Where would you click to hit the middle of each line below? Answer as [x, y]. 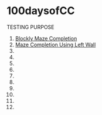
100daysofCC [41, 11]
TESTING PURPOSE [30, 27]
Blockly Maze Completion [46, 38]
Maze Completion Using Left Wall [55, 45]
